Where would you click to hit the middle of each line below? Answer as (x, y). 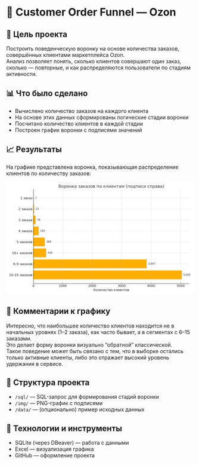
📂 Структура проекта (48, 383)
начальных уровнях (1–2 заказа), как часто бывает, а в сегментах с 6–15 (98, 332)
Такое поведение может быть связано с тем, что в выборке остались (95, 351)
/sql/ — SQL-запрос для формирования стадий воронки (87, 397)
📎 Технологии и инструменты (64, 428)
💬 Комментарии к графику (58, 311)
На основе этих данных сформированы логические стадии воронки (102, 117)
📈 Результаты (34, 150)
